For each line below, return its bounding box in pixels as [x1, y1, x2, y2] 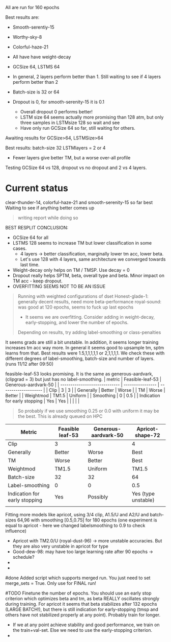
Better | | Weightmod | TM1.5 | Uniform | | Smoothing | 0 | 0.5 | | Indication [5, 392, 160, 398]
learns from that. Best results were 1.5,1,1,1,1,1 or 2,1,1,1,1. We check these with [5, 350, 165, 356]
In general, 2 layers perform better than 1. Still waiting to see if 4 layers [12, 74, 161, 80]
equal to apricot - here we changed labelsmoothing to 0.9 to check [5, 522, 146, 528]
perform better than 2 [12, 79, 59, 85]
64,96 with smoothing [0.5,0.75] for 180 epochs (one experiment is [17, 517, 157, 523]
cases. [12, 245, 27, 251]
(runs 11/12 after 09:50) [5, 361, 54, 367]
